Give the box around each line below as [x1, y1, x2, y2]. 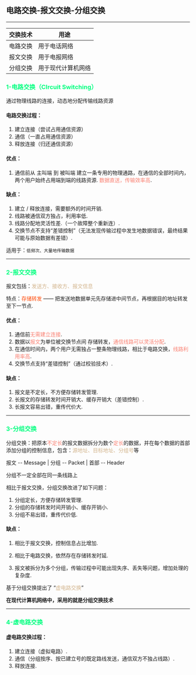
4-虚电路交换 [6, 618, 43, 626]
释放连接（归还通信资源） [14, 140, 76, 147]
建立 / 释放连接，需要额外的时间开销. [14, 205, 103, 212]
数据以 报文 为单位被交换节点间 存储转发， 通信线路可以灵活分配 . [14, 338, 166, 345]
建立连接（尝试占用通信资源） [14, 126, 86, 133]
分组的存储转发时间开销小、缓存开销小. [14, 504, 108, 511]
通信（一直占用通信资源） [14, 133, 76, 140]
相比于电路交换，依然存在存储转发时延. [14, 552, 108, 559]
